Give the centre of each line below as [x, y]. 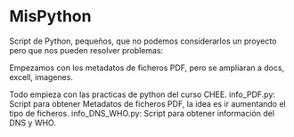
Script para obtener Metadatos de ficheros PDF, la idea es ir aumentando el [148, 103]
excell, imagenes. [41, 77]
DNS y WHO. [33, 123]
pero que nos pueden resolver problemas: [86, 50]
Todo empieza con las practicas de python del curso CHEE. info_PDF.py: [143, 94]
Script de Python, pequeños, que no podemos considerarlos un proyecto [143, 41]
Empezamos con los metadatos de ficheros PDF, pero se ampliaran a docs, [147, 68]
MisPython [50, 16]
